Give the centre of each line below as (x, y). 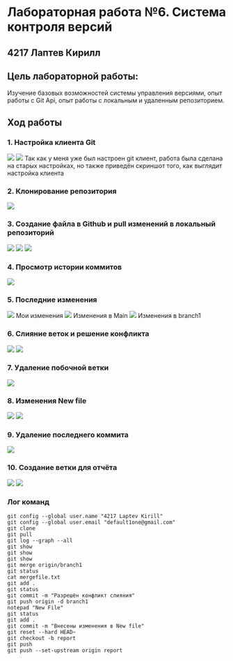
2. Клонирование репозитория (62, 191)
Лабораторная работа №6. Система (116, 12)
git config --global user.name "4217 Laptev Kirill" (85, 517)
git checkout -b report (42, 639)
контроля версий (60, 27)
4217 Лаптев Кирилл (54, 53)
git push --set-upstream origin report (65, 651)
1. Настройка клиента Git (51, 142)
